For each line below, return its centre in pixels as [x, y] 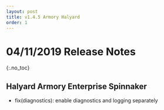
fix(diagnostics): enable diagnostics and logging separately [86, 101]
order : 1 [17, 22]
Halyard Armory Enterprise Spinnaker [76, 86]
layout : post [22, 11]
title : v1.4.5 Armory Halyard [43, 17]
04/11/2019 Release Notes [71, 51]
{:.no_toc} [18, 68]
